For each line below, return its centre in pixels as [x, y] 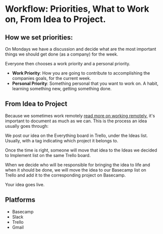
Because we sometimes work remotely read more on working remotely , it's [80, 116]
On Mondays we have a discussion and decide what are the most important [81, 49]
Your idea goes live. [25, 184]
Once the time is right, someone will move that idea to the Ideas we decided [81, 150]
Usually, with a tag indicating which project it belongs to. [62, 140]
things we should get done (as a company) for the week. [62, 54]
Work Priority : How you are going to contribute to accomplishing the [81, 73]
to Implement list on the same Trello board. [48, 155]
